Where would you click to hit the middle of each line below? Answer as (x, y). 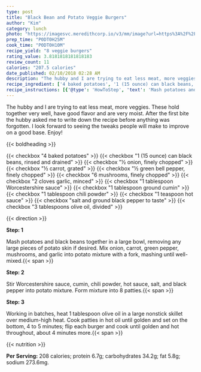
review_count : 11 (28, 62)
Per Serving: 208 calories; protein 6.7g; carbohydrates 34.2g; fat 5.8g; (93, 356)
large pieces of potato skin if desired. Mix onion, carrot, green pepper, (93, 248)
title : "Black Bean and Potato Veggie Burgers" (67, 17)
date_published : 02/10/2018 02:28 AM (53, 73)
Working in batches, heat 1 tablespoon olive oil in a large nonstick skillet (95, 313)
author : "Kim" (24, 23)
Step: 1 (15, 230)
